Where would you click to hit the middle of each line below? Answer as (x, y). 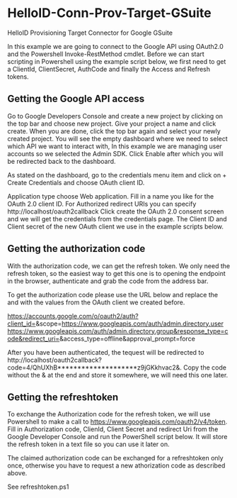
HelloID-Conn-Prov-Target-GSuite (110, 13)
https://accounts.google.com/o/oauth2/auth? (73, 316)
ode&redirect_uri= (34, 338)
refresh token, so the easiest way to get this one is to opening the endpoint (117, 273)
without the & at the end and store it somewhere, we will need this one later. (118, 375)
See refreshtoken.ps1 (38, 487)
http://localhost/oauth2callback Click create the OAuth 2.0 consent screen (116, 211)
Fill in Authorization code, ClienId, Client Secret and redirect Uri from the (113, 429)
